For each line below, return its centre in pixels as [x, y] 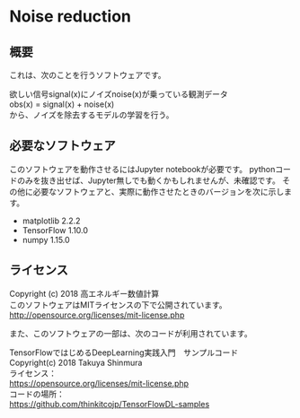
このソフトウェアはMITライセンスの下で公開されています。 [118, 305]
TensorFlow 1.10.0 [55, 230]
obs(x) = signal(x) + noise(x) [62, 104]
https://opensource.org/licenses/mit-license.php [99, 383]
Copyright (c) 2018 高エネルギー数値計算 [84, 293]
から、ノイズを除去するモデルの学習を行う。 [92, 115]
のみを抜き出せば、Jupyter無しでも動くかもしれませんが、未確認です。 [148, 180]
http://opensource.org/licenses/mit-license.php [97, 315]
